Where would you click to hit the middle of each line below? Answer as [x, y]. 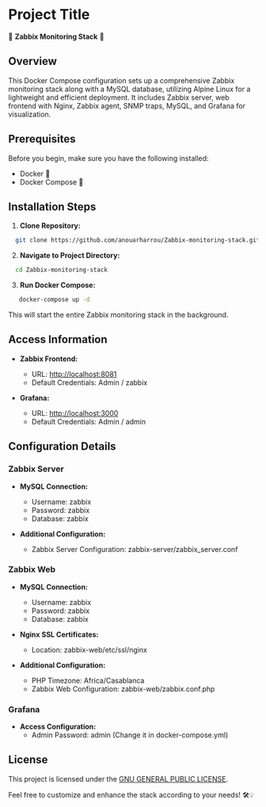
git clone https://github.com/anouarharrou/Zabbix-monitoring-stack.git [138, 240]
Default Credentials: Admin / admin [89, 421]
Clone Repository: [50, 226]
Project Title [49, 15]
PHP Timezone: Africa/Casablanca [88, 680]
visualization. [30, 114]
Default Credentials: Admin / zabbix [89, 383]
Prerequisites [42, 139]
